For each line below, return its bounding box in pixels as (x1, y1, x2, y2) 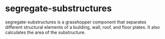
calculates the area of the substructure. (5, 29, 86, 35)
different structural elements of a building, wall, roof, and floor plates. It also (5, 24, 160, 30)
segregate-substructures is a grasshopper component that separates (5, 19, 147, 25)
